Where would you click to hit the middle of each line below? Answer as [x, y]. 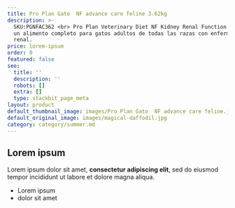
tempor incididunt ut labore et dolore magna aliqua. [81, 177]
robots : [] [29, 85]
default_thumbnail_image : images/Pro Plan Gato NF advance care [104, 111]
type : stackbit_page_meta [51, 99]
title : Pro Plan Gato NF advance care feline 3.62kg [87, 14]
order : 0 [20, 53]
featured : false [31, 60]
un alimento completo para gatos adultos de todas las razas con [111, 33]
